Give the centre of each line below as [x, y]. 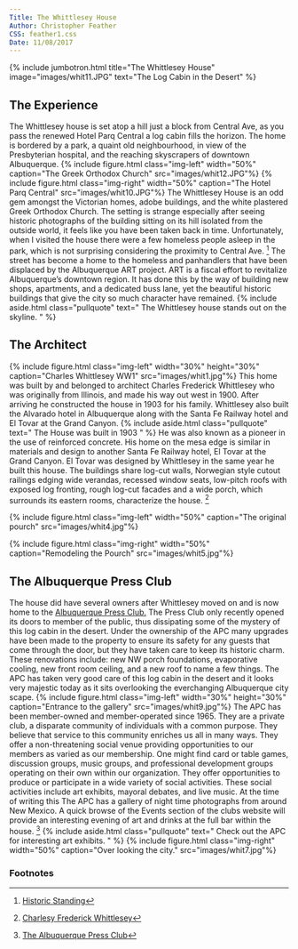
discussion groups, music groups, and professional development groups [141, 763]
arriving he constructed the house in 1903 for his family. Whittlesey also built [149, 404]
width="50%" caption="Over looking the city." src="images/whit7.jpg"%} [143, 849]
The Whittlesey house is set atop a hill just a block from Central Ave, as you [147, 126]
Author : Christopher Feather [63, 26]
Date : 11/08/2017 [41, 42]
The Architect [48, 345]
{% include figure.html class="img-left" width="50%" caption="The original [148, 518]
